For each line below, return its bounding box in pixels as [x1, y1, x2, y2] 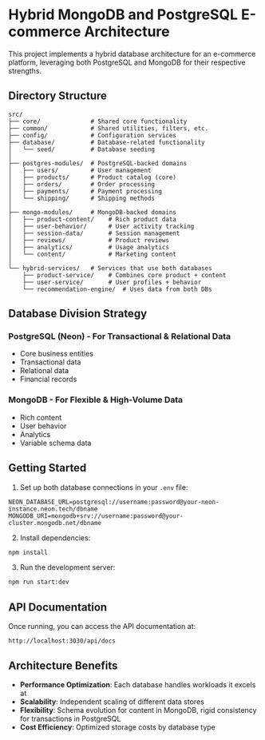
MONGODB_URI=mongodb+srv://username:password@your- [8, 511, 184, 520]
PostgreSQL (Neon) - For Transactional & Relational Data [8, 331, 231, 342]
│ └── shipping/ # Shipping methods [8, 194, 156, 202]
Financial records [19, 374, 77, 384]
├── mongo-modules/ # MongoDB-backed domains [8, 208, 177, 217]
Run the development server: [19, 563, 116, 572]
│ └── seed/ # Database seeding [8, 145, 156, 153]
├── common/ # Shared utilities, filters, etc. [8, 124, 209, 133]
